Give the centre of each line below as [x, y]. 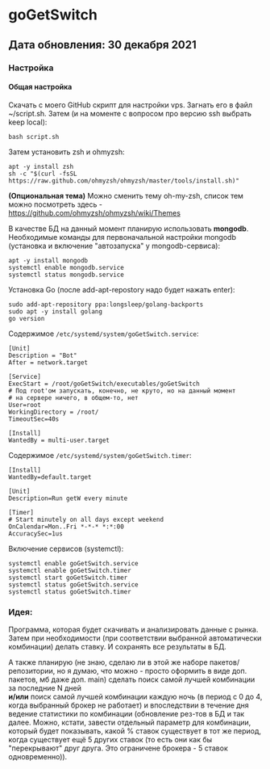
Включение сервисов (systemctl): [66, 548]
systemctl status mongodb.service [66, 275]
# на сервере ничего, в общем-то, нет [73, 397]
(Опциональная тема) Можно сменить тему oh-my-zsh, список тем [126, 195]
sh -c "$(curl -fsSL [43, 174]
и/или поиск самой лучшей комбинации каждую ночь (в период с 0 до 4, [135, 697]
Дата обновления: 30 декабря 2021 [103, 45]
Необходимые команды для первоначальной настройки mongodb [122, 237]
